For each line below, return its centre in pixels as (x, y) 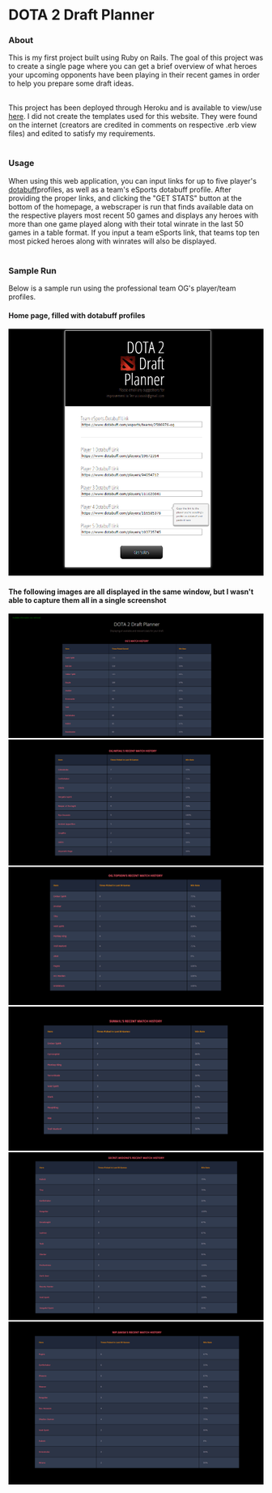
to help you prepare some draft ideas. (71, 83)
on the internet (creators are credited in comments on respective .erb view (133, 125)
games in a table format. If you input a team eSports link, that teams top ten (134, 232)
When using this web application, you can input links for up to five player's (133, 180)
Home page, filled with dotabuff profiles (77, 315)
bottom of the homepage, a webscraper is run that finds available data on (131, 206)
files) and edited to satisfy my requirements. (82, 134)
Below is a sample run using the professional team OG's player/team (122, 288)
